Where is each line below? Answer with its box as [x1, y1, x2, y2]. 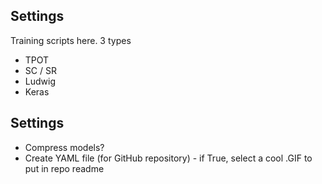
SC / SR [24, 64, 57, 76]
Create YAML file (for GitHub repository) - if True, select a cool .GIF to [24, 152, 313, 164]
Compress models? [24, 141, 105, 153]
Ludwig [24, 75, 56, 87]
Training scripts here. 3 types [10, 34, 132, 46]
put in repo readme [24, 162, 105, 174]
